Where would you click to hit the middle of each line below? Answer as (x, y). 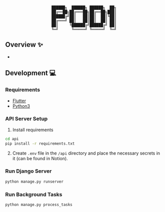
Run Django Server (28, 171)
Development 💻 (31, 73)
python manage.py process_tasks (39, 205)
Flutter (19, 101)
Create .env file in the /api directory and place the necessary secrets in (86, 153)
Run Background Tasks (34, 194)
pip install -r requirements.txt (40, 143)
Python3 (21, 106)
